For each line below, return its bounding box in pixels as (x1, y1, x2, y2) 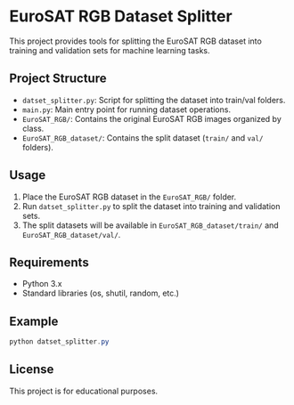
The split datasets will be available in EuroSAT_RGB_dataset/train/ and (21, 220, 279, 231)
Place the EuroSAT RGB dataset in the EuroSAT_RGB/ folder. (21, 191, 237, 202)
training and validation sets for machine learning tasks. (9, 45, 211, 55)
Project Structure (9, 71, 107, 86)
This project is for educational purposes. (9, 385, 159, 396)
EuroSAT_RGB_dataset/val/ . (21, 229, 121, 239)
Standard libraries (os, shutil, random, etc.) (21, 288, 180, 299)
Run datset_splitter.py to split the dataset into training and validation (21, 200, 281, 211)
